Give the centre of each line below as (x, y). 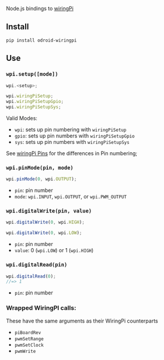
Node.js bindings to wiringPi (40, 8)
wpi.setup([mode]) (32, 74)
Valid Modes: (22, 118)
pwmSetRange (29, 339)
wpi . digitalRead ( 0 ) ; (31, 276)
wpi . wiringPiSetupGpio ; (35, 102)
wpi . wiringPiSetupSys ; (34, 107)
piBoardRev (28, 332)
